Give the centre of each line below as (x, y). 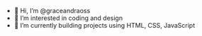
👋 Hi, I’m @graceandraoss (52, 11)
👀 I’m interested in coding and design (68, 18)
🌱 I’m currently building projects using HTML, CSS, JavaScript (105, 25)
